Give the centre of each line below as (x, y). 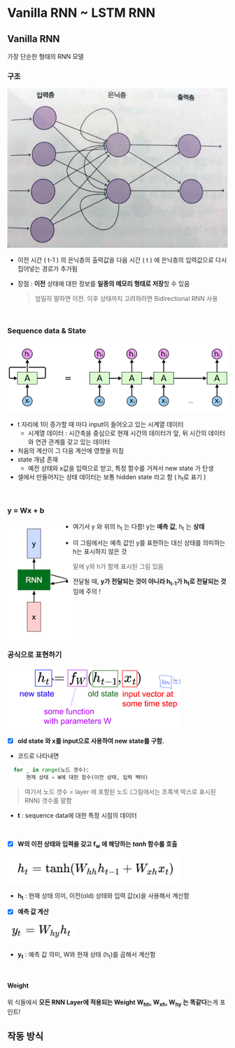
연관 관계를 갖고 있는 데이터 (73, 442)
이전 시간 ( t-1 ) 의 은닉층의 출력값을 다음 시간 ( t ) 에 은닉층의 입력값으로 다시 (122, 260)
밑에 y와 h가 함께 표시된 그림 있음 (119, 566)
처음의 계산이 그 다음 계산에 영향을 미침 (71, 451)
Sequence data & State (47, 331)
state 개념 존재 (37, 459)
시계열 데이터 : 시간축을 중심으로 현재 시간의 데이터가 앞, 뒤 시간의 (117, 434)
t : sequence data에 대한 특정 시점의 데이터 (77, 815)
